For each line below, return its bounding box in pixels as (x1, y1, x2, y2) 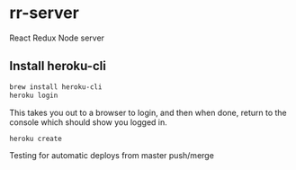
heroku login (9, 91, 58, 100)
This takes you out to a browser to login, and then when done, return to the (9, 107, 288, 118)
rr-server (9, 3, 79, 23)
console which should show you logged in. (9, 116, 168, 128)
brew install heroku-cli (9, 82, 103, 92)
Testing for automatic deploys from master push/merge (9, 150, 214, 161)
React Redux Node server (9, 32, 105, 43)
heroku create (9, 134, 63, 143)
